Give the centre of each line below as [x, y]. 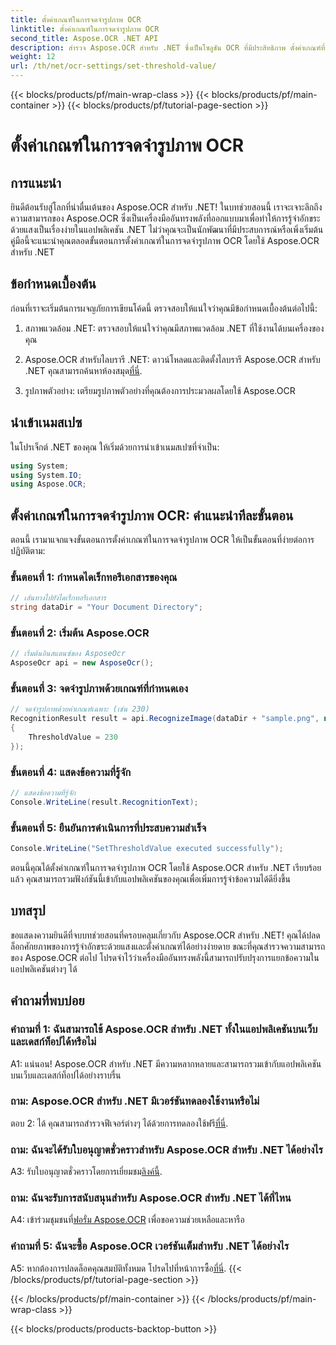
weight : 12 [33, 57]
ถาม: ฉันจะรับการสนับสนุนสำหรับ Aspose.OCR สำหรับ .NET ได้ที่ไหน [151, 1198]
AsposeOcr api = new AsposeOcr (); [82, 663]
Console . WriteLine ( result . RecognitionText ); [104, 802]
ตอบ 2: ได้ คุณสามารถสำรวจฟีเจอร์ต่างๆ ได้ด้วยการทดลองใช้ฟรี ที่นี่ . [119, 1123]
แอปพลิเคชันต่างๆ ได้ [44, 968]
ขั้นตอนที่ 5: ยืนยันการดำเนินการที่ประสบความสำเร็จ [108, 828]
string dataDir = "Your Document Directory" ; [106, 607]
